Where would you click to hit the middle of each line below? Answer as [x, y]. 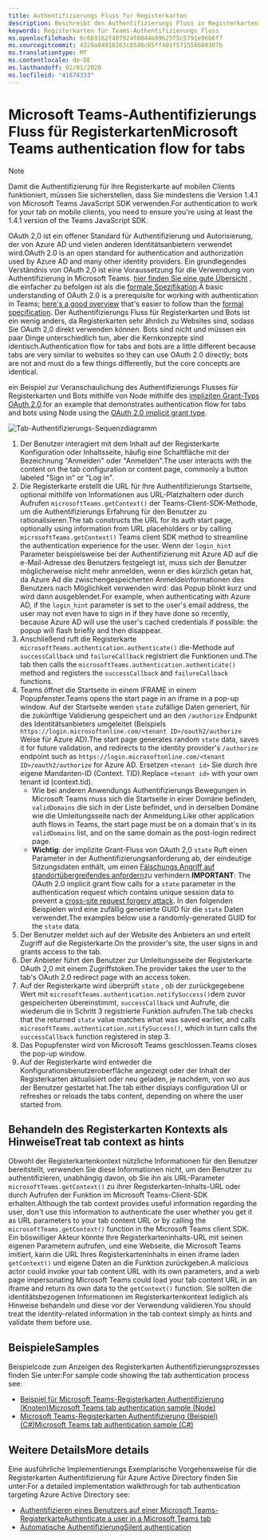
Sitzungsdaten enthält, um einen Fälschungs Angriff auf [123, 866]
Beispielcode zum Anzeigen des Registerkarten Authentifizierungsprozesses [134, 1367]
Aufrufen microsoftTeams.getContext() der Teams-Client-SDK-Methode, [138, 503]
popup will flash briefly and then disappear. [91, 630]
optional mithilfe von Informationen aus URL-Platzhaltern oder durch [132, 494]
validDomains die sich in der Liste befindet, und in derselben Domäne [145, 807]
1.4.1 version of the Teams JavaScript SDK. [79, 220]
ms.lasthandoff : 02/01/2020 [55, 68]
